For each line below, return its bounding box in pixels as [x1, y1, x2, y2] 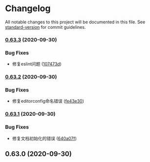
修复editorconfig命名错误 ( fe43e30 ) [12, 98, 85, 104]
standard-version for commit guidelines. [5, 24, 86, 30]
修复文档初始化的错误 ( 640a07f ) [12, 135, 77, 141]
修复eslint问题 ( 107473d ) [12, 61, 62, 67]
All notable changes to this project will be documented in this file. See [5, 19, 146, 25]
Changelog [5, 3, 51, 14]
